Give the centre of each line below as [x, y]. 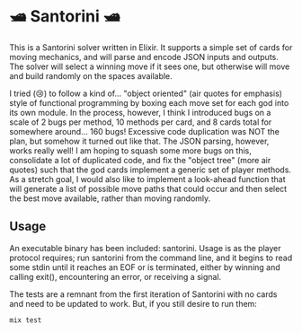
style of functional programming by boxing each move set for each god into [149, 102]
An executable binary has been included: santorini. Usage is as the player [145, 248]
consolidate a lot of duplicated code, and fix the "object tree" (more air [140, 160]
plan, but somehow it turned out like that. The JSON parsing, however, [139, 141]
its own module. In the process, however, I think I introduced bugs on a [140, 112]
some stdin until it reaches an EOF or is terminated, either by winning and [145, 267]
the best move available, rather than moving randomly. [110, 198]
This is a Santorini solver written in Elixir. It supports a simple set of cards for [151, 47]
